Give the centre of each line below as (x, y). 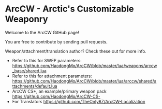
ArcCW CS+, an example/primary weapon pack (59, 91)
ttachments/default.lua (35, 86)
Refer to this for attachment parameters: (52, 76)
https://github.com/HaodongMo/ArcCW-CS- (56, 96)
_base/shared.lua (29, 70)
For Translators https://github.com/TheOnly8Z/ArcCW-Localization (79, 101)
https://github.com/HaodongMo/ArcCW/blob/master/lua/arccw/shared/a (84, 81)
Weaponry (27, 19)
